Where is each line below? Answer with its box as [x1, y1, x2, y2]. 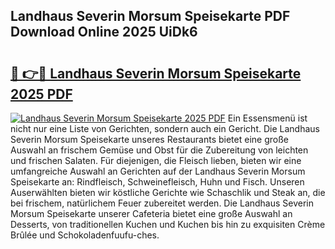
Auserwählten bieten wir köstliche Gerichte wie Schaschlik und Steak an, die [10, 187, 326, 198]
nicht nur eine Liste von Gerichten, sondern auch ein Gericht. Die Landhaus [10, 123, 320, 134]
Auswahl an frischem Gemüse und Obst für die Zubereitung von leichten [10, 144, 309, 156]
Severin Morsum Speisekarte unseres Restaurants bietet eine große [10, 134, 289, 145]
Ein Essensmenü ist [227, 112, 308, 124]
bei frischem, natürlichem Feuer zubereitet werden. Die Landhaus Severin [10, 197, 315, 209]
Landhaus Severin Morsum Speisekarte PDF [10, 8, 291, 25]
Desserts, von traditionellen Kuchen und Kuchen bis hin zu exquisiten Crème [10, 219, 326, 230]
